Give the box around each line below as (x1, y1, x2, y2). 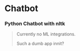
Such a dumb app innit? (16, 41, 64, 47)
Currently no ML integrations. (16, 31, 76, 37)
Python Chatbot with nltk (4, 20, 65, 27)
